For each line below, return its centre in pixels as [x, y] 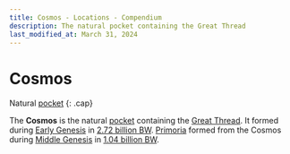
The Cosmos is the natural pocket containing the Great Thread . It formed [144, 121]
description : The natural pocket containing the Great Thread [128, 26]
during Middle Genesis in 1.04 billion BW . [84, 140]
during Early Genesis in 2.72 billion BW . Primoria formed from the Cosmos [145, 130]
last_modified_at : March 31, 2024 [74, 34]
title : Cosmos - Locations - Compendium [86, 17]
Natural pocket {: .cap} [51, 103]
